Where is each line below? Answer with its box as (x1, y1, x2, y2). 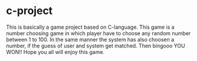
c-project (6, 4, 53, 18)
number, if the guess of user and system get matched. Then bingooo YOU (6, 42, 185, 49)
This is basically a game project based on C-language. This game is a (6, 23, 175, 30)
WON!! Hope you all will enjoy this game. (6, 48, 105, 55)
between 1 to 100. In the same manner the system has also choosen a (6, 36, 175, 43)
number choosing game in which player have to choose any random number (6, 29, 191, 36)
